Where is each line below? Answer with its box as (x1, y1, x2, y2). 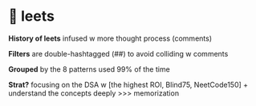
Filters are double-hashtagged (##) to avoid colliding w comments (8, 49, 229, 58)
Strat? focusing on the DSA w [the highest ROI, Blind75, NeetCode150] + (8, 80, 249, 89)
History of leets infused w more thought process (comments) (8, 33, 213, 43)
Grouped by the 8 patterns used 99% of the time (8, 64, 170, 74)
